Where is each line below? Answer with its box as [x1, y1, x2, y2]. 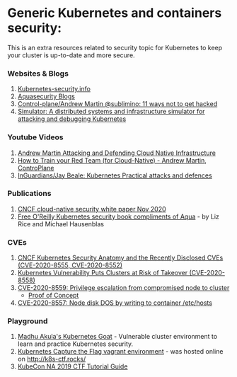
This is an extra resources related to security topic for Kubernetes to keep [7, 43, 223, 52]
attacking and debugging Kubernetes [17, 115, 127, 123]
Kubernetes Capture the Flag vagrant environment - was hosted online [17, 347, 224, 356]
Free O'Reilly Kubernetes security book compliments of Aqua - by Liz [17, 212, 219, 221]
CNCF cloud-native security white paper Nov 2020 [17, 204, 166, 213]
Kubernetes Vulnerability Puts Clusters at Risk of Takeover [17, 269, 188, 277]
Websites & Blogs [7, 69, 69, 79]
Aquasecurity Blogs [17, 92, 76, 100]
